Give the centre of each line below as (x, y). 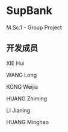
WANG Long (22, 75)
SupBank (29, 11)
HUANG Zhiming (27, 99)
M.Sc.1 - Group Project (34, 27)
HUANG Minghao (28, 122)
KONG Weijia (22, 86)
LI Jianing (18, 110)
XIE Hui (15, 63)
